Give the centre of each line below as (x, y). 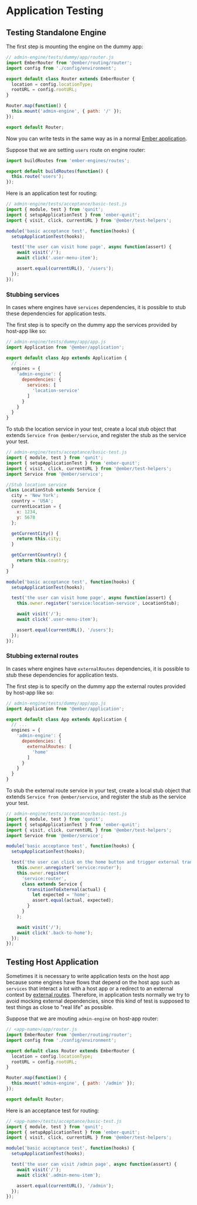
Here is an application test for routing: (52, 193)
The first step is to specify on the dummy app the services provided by (92, 324)
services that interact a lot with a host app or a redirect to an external (90, 989)
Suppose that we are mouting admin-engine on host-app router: (82, 1018)
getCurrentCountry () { (39, 555)
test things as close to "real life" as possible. (60, 1007)
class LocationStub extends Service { (53, 490)
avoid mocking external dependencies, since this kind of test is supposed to (98, 1001)
